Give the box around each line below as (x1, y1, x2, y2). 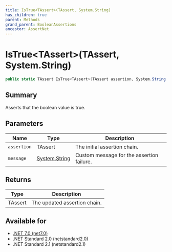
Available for (5, 217, 47, 225)
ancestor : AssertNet (5, 27, 50, 32)
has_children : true (5, 12, 47, 17)
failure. (75, 158, 92, 165)
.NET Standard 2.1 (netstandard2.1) (12, 241, 86, 247)
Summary (5, 91, 37, 100)
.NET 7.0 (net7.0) (12, 230, 48, 237)
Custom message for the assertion (75, 151, 159, 159)
